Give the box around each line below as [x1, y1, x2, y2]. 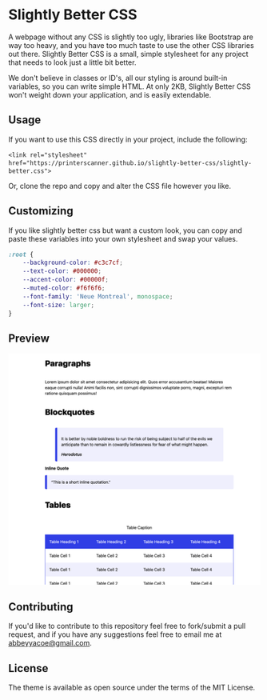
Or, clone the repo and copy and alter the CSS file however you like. [8, 181, 232, 190]
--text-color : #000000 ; [22, 267, 102, 275]
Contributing [8, 600, 74, 614]
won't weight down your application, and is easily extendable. [8, 90, 212, 99]
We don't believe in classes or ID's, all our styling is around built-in [8, 73, 228, 82]
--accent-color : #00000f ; [22, 276, 110, 284]
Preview [8, 331, 50, 345]
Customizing [8, 204, 74, 218]
